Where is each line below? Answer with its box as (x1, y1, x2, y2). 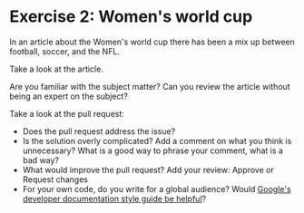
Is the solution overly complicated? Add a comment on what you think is (22, 135, 292, 146)
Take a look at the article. (9, 63, 104, 74)
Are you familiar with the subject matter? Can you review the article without (9, 81, 290, 92)
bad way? (22, 154, 60, 165)
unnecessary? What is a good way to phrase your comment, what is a (22, 145, 284, 156)
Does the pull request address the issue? (22, 125, 176, 137)
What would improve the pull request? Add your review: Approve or (22, 164, 274, 175)
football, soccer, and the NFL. (9, 45, 121, 56)
